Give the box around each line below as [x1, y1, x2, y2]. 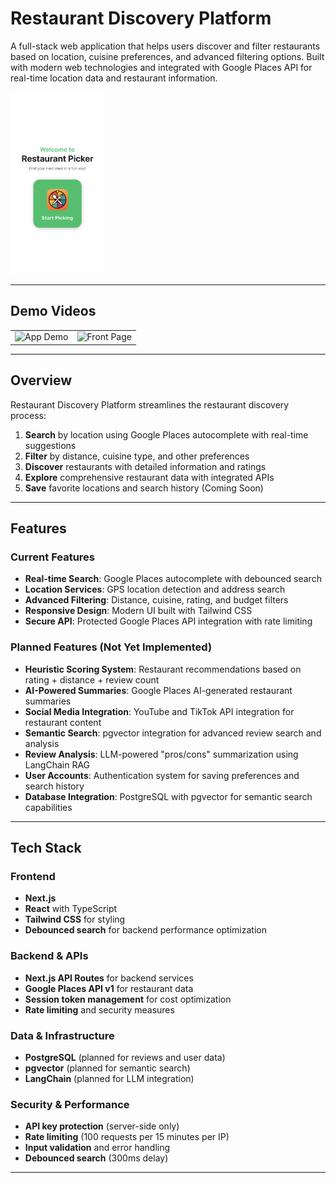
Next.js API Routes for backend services [24, 972, 194, 984]
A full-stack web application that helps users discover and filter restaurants [10, 40, 321, 52]
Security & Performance [10, 1097, 130, 1111]
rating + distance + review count [24, 673, 160, 686]
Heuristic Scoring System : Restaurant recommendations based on [24, 663, 302, 675]
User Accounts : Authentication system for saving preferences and [24, 769, 300, 781]
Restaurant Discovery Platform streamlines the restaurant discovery [10, 398, 290, 411]
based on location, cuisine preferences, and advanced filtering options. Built [10, 50, 325, 62]
